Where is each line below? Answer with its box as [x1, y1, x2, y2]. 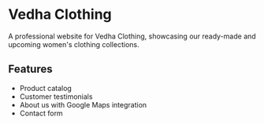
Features [8, 63, 53, 76]
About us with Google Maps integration [19, 100, 147, 109]
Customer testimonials [19, 92, 93, 101]
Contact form [19, 108, 63, 118]
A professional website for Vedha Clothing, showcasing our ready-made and [8, 31, 256, 41]
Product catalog [19, 83, 73, 93]
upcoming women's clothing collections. [8, 39, 139, 49]
